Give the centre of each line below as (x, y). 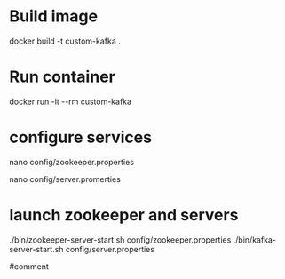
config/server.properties (110, 249)
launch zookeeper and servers (124, 215)
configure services (81, 137)
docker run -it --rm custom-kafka (70, 101)
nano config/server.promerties (65, 179)
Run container (62, 77)
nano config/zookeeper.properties (72, 162)
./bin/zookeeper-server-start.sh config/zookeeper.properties (120, 239)
